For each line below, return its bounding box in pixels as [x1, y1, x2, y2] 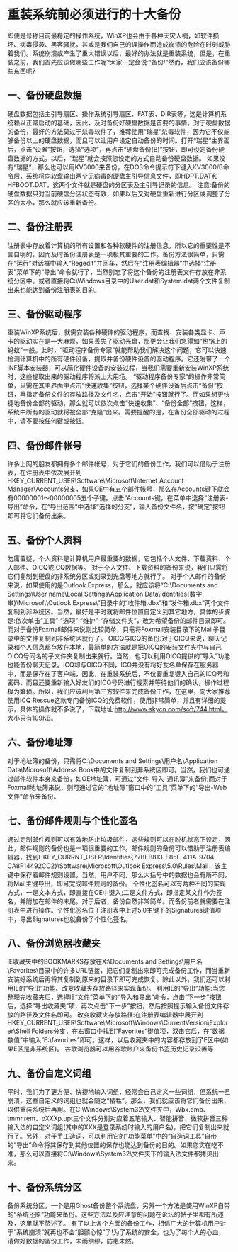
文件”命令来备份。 [7, 791, 60, 801]
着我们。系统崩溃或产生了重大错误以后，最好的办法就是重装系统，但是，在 [7, 49, 225, 57]
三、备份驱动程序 [7, 308, 82, 320]
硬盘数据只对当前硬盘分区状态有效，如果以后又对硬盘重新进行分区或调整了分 [7, 189, 231, 198]
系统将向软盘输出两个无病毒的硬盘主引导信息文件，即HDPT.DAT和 [25, 171, 218, 180]
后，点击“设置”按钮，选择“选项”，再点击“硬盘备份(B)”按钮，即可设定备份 [7, 145, 219, 153]
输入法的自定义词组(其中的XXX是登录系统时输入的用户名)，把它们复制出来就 [7, 1123, 229, 1132]
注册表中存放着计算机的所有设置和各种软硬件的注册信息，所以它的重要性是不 [7, 241, 231, 249]
